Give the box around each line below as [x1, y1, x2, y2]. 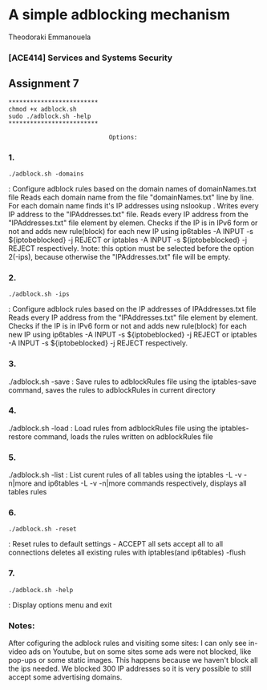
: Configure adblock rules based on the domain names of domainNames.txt [8, 184, 257, 193]
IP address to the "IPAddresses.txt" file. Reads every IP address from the [8, 209, 249, 219]
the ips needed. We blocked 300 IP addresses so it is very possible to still [8, 664, 252, 674]
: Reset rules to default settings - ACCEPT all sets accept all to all [8, 539, 223, 549]
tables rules [8, 487, 47, 497]
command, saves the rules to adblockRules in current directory [8, 385, 216, 394]
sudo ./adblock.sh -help [8, 112, 91, 120]
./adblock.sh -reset [8, 525, 78, 534]
